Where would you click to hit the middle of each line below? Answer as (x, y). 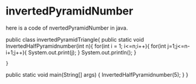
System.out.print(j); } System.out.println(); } (82, 52)
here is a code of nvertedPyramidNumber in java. (67, 28)
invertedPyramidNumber (70, 11)
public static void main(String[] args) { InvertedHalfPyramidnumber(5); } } (97, 74)
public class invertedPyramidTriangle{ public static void (75, 39)
